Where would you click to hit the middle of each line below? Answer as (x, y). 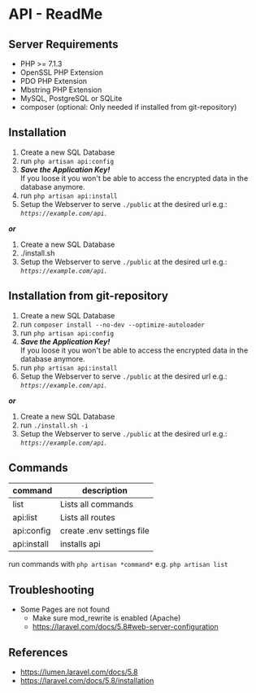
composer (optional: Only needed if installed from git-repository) (128, 107)
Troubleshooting (52, 590)
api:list (25, 518)
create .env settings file (105, 531)
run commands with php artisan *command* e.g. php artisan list (118, 564)
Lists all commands (97, 504)
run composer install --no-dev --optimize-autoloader (113, 324)
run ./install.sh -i (54, 425)
